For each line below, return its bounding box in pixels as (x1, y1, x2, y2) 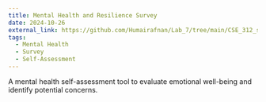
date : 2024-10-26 (8, 19, 66, 27)
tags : (8, 33, 26, 42)
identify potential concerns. (8, 85, 98, 94)
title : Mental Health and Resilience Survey (8, 11, 158, 20)
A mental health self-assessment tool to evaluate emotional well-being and (8, 76, 252, 86)
